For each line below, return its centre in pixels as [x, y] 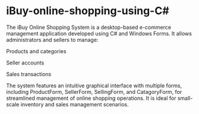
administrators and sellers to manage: [52, 40]
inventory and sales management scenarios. [75, 104]
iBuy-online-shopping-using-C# [88, 11]
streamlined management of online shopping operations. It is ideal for [91, 98]
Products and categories [36, 51]
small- [185, 98]
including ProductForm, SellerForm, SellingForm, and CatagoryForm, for [94, 92]
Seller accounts [25, 63]
